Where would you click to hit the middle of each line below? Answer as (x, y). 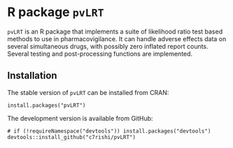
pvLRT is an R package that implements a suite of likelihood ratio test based (115, 31)
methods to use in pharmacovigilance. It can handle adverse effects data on (117, 38)
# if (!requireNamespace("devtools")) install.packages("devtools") (109, 131)
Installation (32, 76)
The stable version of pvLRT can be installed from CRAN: (88, 92)
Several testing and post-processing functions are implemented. (100, 54)
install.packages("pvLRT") (47, 105)
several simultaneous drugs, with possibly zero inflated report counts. (108, 46)
